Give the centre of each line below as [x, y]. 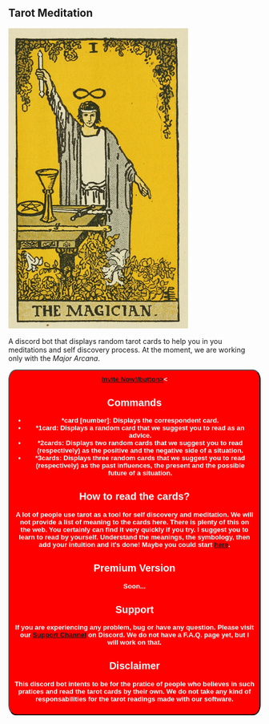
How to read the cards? [134, 497]
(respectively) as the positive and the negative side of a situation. [141, 451]
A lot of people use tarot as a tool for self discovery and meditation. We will [134, 515]
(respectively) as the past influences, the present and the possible [140, 465]
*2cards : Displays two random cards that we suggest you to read [140, 443]
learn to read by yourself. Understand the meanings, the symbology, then [134, 538]
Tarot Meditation [51, 13]
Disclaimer [134, 666]
